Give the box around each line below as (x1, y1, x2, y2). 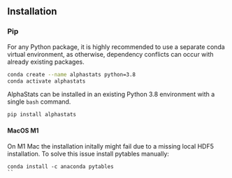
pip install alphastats (7, 111, 77, 118)
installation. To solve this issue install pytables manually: (7, 149, 170, 158)
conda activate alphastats (7, 77, 86, 85)
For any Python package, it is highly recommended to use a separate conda (7, 42, 225, 51)
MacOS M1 (7, 126, 39, 135)
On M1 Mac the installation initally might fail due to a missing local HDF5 (7, 142, 215, 150)
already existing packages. (7, 57, 85, 66)
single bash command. (7, 97, 71, 106)
